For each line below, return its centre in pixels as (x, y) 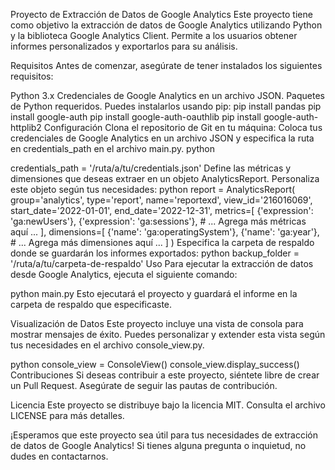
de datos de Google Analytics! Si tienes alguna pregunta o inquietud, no (158, 445)
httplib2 (26, 127)
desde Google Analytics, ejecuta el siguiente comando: (124, 274)
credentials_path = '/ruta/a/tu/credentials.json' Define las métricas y (151, 168)
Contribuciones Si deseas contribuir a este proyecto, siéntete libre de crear (165, 375)
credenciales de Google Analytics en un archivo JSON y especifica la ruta (162, 138)
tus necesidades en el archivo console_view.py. (107, 345)
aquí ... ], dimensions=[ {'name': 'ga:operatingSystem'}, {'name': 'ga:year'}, (165, 232)
